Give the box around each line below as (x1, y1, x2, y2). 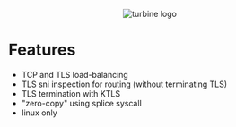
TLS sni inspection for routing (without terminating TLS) (21, 79, 228, 89)
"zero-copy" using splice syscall (21, 97, 143, 108)
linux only (21, 107, 57, 118)
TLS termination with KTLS (21, 88, 121, 98)
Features (8, 40, 76, 60)
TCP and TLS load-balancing (21, 69, 129, 80)
